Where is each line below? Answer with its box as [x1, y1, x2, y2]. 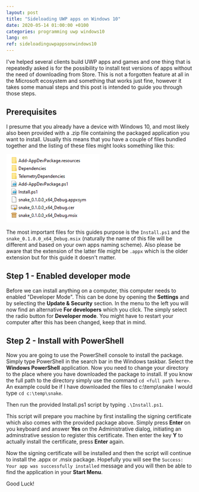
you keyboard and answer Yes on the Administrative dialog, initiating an [6, 425, 182, 432]
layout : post [6, 10, 39, 16]
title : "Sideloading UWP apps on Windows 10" [6, 16, 121, 22]
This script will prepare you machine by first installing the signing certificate [6, 413, 192, 420]
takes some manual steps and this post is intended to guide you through [6, 83, 183, 91]
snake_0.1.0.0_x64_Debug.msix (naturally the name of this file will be [6, 234, 173, 242]
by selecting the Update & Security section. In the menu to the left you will [6, 299, 189, 307]
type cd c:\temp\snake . [6, 389, 63, 397]
